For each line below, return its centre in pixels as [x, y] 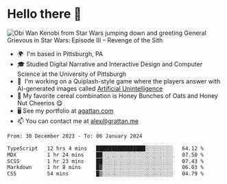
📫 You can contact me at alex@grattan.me [78, 121]
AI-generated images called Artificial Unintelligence [90, 88]
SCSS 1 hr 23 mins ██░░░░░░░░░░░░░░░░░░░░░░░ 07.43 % [106, 161]
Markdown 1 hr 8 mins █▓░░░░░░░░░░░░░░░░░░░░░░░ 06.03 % [106, 168]
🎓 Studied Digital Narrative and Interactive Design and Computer [110, 64]
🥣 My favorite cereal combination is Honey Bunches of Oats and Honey [117, 96]
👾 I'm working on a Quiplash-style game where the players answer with [119, 81]
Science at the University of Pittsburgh [72, 74]
